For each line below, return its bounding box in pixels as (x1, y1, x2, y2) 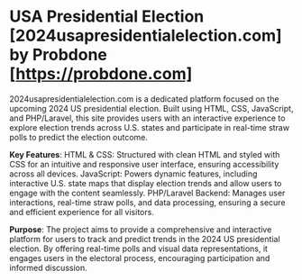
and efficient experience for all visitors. (9, 206, 155, 217)
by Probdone (9, 45, 108, 65)
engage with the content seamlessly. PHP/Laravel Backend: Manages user (9, 187, 286, 198)
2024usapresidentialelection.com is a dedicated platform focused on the (9, 93, 279, 104)
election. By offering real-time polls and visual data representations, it (9, 243, 269, 254)
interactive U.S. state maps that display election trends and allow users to (9, 177, 282, 188)
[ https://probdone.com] (9, 64, 193, 85)
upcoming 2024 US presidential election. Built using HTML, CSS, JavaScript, (9, 103, 294, 113)
